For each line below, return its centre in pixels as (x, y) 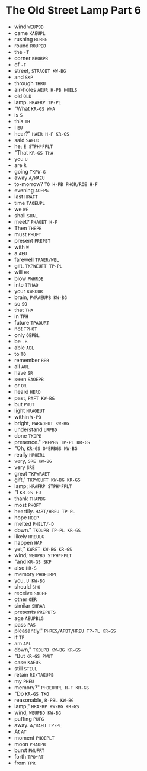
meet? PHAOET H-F (36, 221)
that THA (24, 310)
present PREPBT (32, 240)
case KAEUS (28, 662)
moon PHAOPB (30, 744)
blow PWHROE (29, 278)
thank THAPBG (30, 499)
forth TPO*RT (29, 756)
